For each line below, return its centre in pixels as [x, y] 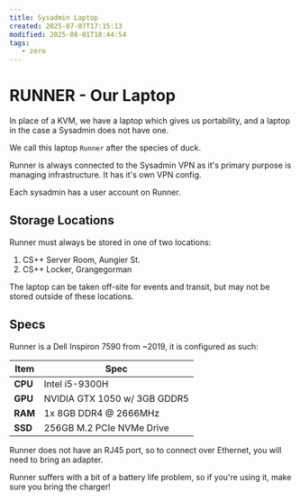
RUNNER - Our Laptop [92, 96]
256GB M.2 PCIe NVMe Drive [106, 427]
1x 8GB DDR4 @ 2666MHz [102, 413]
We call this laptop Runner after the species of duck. [105, 148]
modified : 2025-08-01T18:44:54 [68, 34]
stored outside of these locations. [72, 296]
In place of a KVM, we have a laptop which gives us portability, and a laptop [150, 121]
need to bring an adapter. [56, 460]
